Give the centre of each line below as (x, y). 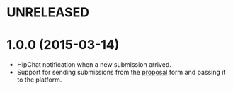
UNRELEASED (48, 12)
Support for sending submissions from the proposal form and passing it (121, 73)
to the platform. (39, 80)
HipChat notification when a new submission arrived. (94, 65)
